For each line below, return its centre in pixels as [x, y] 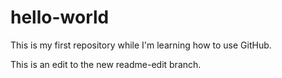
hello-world [60, 17]
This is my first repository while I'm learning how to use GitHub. [141, 45]
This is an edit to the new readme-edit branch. [106, 64]
